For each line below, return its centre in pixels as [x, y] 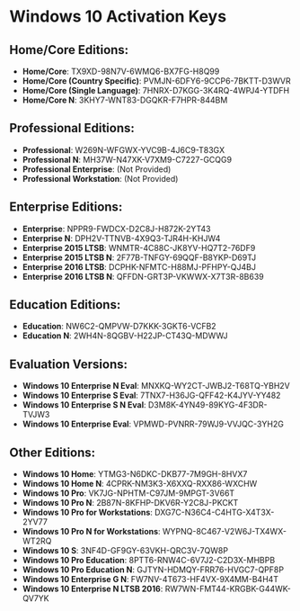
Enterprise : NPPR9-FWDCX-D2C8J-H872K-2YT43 [116, 229]
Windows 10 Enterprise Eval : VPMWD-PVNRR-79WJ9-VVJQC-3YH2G [153, 424]
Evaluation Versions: [69, 364]
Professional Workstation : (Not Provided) [100, 178]
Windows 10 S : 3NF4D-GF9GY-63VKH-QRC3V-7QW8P [125, 551]
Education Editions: [65, 305]
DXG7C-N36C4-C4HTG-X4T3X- [214, 512]
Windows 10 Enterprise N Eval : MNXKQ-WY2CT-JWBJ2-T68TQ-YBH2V [156, 386]
